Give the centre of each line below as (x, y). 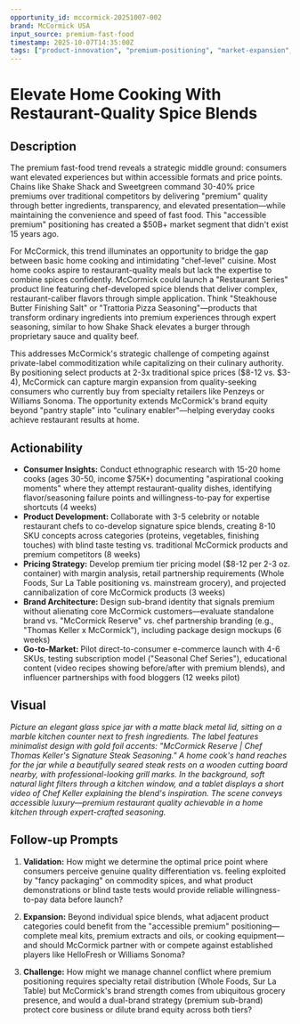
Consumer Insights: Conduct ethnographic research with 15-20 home (152, 469)
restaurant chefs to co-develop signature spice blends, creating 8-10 (149, 525)
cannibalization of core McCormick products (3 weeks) (124, 592)
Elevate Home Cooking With (116, 95)
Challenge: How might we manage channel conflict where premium (147, 971)
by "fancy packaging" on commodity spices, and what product (138, 880)
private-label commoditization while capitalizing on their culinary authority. (147, 363)
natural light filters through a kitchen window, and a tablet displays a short (147, 784)
